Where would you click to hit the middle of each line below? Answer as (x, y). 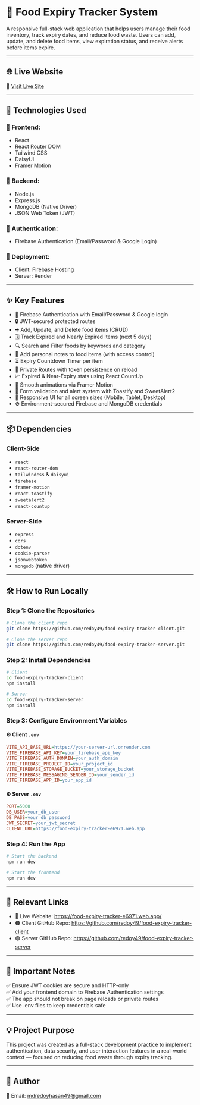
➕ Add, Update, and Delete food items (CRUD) (71, 330)
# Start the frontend (33, 872)
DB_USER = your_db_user (33, 812)
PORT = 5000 (18, 806)
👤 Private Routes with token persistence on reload (76, 370)
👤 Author (23, 1082)
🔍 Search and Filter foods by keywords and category (80, 346)
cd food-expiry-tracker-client (45, 678)
